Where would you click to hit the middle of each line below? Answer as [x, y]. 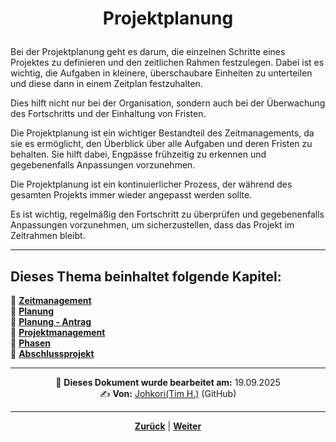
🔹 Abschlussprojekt [52, 353]
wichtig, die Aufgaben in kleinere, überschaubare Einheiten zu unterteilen [161, 73]
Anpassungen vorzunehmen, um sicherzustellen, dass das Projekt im [152, 225]
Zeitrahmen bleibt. [48, 236]
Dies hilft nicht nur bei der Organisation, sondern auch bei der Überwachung [168, 103]
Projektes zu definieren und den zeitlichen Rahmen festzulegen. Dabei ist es [167, 63]
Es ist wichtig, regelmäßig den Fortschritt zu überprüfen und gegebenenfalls [167, 214]
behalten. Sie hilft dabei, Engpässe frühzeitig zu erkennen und [138, 154]
